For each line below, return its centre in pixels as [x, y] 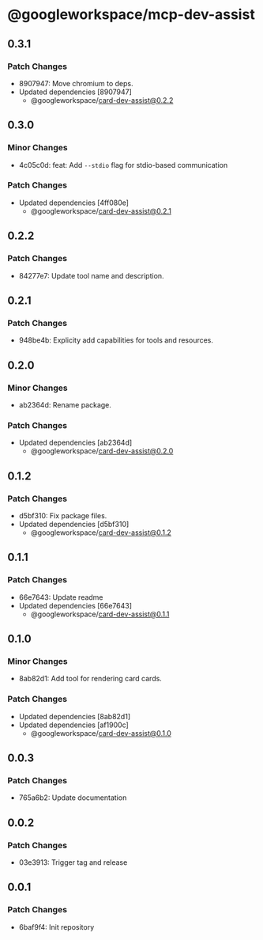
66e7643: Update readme [61, 597]
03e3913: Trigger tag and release [73, 862]
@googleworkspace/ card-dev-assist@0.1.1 [100, 614]
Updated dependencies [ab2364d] [75, 443]
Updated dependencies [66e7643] [75, 605]
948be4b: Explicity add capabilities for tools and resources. [116, 340]
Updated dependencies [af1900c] [74, 725]
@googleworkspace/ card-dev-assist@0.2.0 [102, 451]
